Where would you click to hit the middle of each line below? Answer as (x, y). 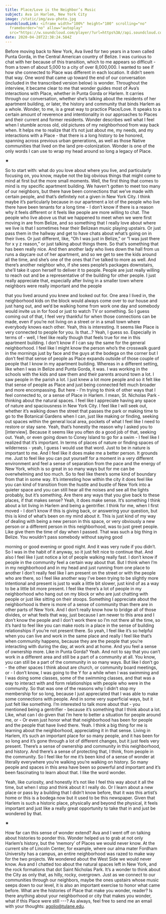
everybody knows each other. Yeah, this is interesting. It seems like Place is (82, 327)
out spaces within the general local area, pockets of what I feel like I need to (83, 421)
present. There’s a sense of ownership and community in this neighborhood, (83, 746)
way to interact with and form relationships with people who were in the (78, 683)
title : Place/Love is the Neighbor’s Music (51, 10)
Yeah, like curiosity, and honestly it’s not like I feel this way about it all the (80, 782)
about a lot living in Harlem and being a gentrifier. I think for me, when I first (82, 505)
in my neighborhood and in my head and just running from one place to (78, 567)
